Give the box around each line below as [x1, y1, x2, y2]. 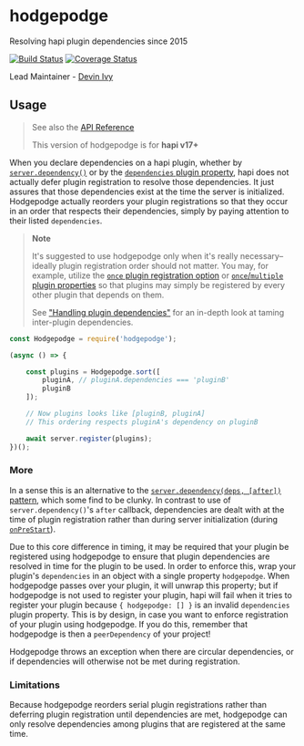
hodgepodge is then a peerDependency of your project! [9, 628, 211, 639]
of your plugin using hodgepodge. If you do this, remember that [9, 618, 248, 629]
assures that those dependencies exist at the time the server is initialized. [9, 186, 285, 197]
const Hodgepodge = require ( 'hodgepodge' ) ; [9, 334, 177, 343]
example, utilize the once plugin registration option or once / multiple [31, 270, 284, 281]
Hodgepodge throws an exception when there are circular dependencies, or [9, 646, 294, 657]
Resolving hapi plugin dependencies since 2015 [9, 36, 188, 47]
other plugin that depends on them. [31, 289, 165, 300]
